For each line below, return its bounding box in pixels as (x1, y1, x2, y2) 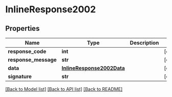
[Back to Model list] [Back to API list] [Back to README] (5, 86, 123, 92)
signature (8, 73, 32, 80)
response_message (8, 56, 57, 63)
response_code (8, 48, 47, 55)
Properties (5, 24, 40, 33)
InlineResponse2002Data (61, 65, 125, 71)
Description (130, 40, 159, 46)
